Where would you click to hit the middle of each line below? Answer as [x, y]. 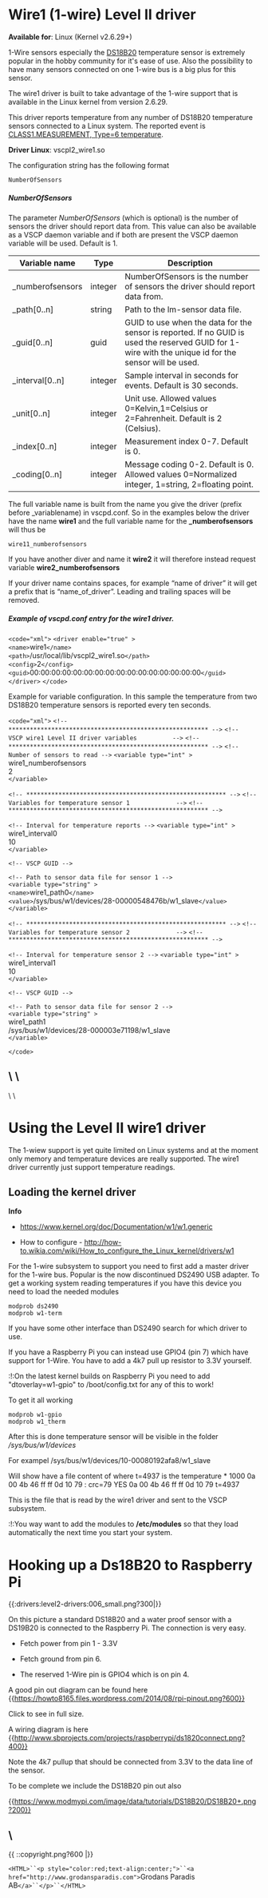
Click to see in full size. [46, 1714]
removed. [24, 600]
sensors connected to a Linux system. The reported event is [107, 126]
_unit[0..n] [32, 413]
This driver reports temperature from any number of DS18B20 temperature [131, 117]
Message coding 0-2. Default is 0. [189, 464]
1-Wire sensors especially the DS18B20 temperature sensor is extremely [127, 52]
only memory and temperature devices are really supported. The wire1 [124, 1158]
